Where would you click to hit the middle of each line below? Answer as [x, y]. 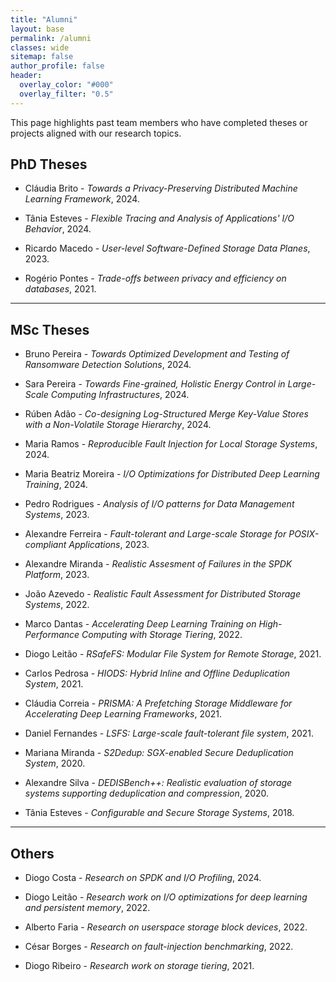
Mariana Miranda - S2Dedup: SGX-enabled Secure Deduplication [159, 753]
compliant [45, 545]
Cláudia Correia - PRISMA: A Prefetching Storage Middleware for [158, 703]
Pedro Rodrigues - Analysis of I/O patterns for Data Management [159, 504]
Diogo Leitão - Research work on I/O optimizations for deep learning [166, 897]
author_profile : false [57, 66]
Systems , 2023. [57, 515]
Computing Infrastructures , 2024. [120, 395]
